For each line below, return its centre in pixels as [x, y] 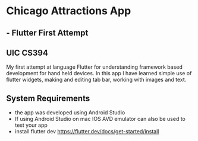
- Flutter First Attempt [47, 33]
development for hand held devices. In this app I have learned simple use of [99, 73]
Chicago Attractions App [69, 11]
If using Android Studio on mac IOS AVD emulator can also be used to [100, 119]
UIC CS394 [27, 52]
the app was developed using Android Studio [70, 113]
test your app [31, 125]
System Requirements [48, 98]
